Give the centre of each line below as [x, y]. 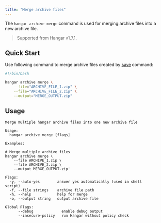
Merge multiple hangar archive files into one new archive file [71, 122]
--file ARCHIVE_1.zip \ [38, 160]
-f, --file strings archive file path [52, 190]
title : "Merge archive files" [36, 9]
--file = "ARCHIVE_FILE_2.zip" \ [45, 92]
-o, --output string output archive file [54, 199]
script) [13, 186]
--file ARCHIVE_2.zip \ [38, 165]
